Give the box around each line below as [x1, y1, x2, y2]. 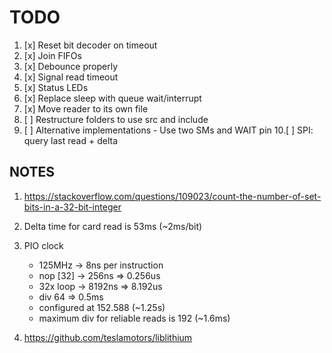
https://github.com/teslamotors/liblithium [23, 331, 193, 343]
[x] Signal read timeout [23, 71, 119, 83]
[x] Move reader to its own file [23, 102, 149, 115]
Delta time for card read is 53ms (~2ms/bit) [23, 220, 203, 232]
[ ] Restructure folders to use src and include [23, 113, 209, 125]
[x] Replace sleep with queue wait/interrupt [23, 92, 202, 104]
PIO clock [23, 239, 64, 251]
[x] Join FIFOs [23, 49, 82, 61]
